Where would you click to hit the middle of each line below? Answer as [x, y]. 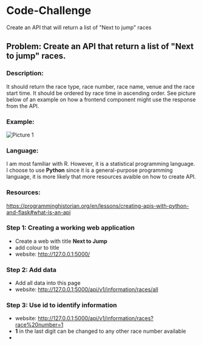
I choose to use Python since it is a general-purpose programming [89, 170]
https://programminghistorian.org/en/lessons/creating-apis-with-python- [98, 206]
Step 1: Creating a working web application [71, 228]
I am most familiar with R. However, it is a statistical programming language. [101, 164]
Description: [25, 73]
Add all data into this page [48, 283]
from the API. [23, 106]
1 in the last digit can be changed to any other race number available [100, 331]
